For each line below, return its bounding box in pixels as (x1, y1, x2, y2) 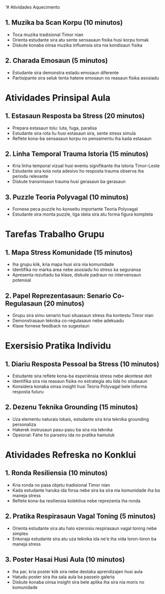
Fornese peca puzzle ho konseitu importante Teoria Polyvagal (12, 206, 138, 212)
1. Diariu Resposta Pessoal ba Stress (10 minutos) (5, 360, 160, 368)
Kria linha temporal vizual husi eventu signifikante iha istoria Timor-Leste (12, 163, 160, 169)
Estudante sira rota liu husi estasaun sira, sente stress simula (12, 130, 136, 136)
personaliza (12, 421, 36, 427)
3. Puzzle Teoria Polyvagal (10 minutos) (5, 193, 129, 201)
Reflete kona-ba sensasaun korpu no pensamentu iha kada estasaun (12, 136, 152, 141)
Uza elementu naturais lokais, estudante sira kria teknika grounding (12, 416, 149, 422)
